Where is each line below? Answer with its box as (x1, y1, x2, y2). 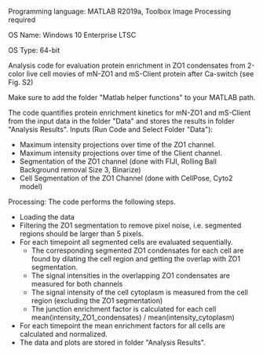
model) (19, 182, 43, 191)
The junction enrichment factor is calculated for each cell (31, 305, 217, 313)
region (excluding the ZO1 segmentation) (31, 296, 163, 305)
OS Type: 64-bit (8, 46, 60, 54)
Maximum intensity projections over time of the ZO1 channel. (19, 140, 216, 149)
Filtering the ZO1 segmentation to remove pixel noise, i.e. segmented (19, 220, 242, 230)
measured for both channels (31, 279, 123, 288)
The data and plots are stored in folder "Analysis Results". (19, 338, 206, 347)
